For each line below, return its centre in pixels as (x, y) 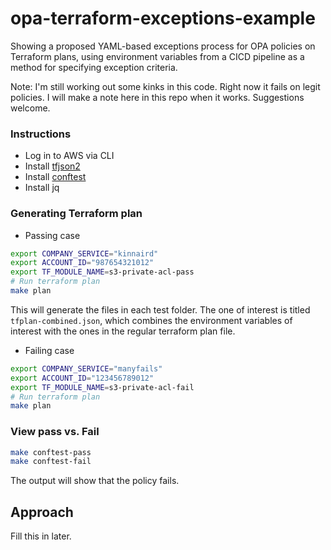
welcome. (30, 108)
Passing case (52, 235)
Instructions (41, 134)
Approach (42, 512)
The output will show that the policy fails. (95, 481)
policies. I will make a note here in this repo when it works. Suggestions (157, 97)
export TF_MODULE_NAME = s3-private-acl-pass (102, 272)
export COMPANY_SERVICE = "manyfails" (86, 368)
